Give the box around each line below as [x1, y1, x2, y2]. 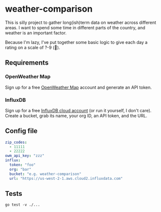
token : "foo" [9, 162, 36, 168]
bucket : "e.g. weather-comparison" [9, 172, 82, 176]
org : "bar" [9, 167, 32, 172]
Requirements [5, 58, 49, 67]
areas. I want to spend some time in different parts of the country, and [5, 24, 145, 30]
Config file [5, 127, 38, 135]
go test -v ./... [5, 202, 40, 208]
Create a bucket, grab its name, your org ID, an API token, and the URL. [5, 113, 147, 118]
